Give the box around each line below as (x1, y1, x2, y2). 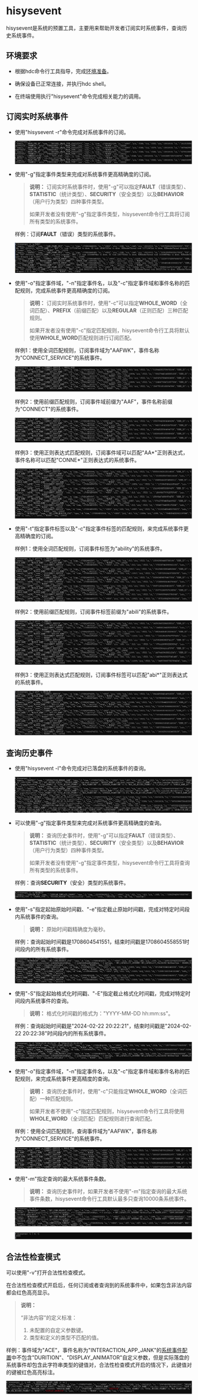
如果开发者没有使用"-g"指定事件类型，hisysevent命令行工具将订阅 (29, 211, 190, 218)
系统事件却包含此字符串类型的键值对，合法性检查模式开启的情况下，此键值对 (6, 1361, 192, 1368)
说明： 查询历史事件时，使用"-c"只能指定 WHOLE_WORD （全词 (29, 1088, 183, 1095)
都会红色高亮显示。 (6, 1289, 53, 1296)
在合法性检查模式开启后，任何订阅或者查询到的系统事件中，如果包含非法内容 (6, 1281, 192, 1288)
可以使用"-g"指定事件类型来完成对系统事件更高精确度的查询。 (14, 819, 165, 826)
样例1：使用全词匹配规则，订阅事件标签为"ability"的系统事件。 (14, 545, 166, 552)
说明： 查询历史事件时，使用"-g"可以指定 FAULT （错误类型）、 (29, 832, 179, 839)
